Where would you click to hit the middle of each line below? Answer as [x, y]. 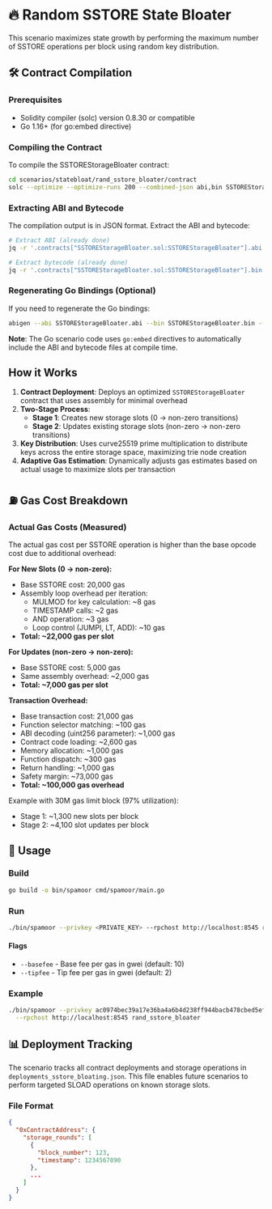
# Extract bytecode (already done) [68, 262]
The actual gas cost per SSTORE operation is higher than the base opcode [132, 545]
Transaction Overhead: [48, 701]
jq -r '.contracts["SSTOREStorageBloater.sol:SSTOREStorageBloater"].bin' [137, 270]
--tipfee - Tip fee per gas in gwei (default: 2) [96, 973]
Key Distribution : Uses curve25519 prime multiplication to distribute [134, 443]
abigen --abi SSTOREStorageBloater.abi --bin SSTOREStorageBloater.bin [132, 323]
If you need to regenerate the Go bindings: [79, 308]
